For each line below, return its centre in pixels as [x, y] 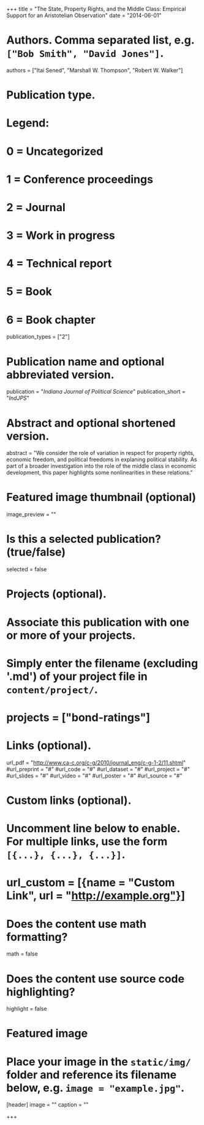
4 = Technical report [59, 264]
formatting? [37, 937]
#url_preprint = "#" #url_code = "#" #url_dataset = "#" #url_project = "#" [98, 769]
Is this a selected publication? [84, 539]
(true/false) [36, 552]
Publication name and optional [85, 361]
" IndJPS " [18, 398]
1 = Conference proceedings [80, 179]
